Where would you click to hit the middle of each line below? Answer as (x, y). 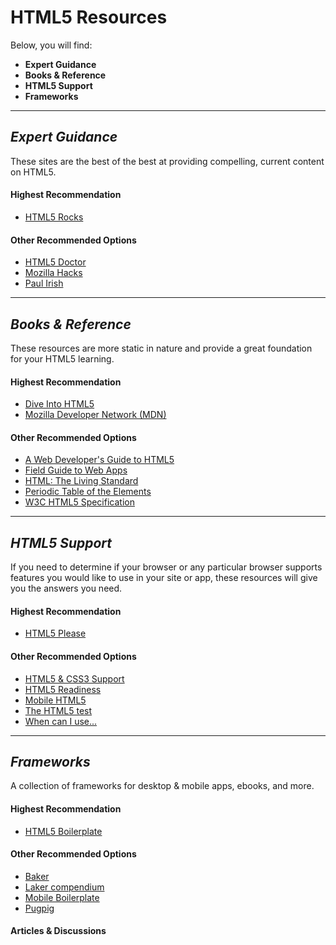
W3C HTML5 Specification (79, 502)
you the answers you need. (66, 588)
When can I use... (61, 721)
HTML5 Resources (89, 17)
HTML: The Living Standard (81, 481)
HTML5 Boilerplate (63, 831)
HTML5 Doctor (55, 262)
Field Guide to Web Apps (76, 470)
